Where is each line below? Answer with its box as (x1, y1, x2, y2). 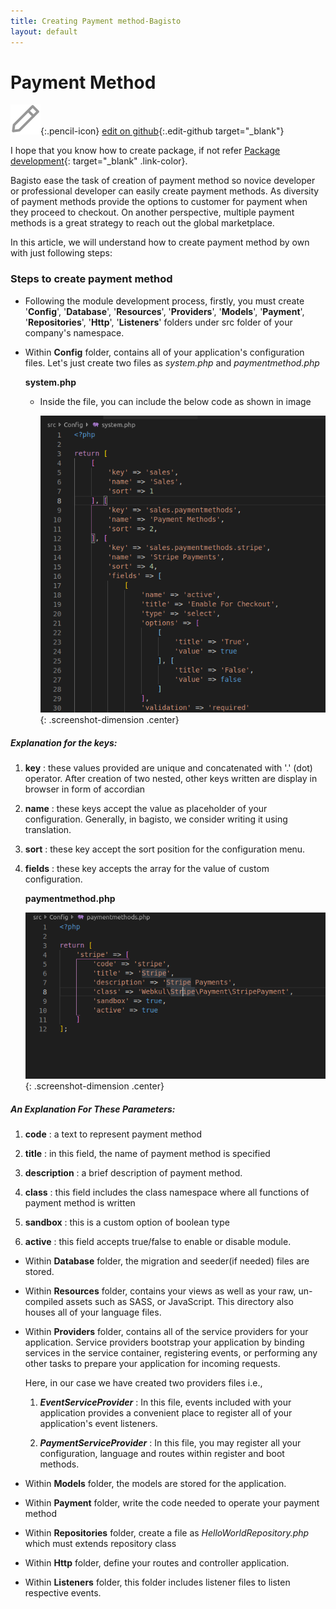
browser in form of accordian (24, 783, 146, 795)
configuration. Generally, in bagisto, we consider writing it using (24, 813, 288, 825)
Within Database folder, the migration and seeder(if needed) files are (24, 1255, 310, 1267)
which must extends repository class (24, 1537, 177, 1549)
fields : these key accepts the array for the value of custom (24, 863, 270, 875)
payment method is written (24, 1196, 136, 1209)
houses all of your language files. (24, 1306, 162, 1318)
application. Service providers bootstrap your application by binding (24, 1336, 305, 1348)
